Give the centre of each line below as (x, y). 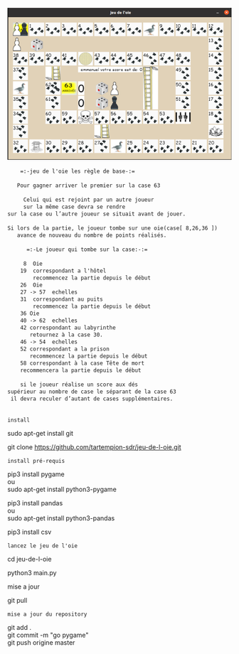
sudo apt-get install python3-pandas (61, 518)
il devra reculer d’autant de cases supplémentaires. (92, 399)
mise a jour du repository (47, 614)
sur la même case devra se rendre (74, 207)
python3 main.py (32, 572)
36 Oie (30, 313)
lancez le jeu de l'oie (43, 546)
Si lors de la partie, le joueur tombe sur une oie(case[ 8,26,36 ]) (113, 228)
